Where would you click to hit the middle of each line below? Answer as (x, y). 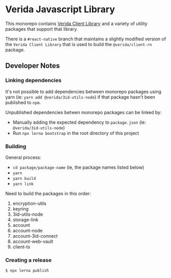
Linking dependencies (33, 80)
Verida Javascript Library (60, 9)
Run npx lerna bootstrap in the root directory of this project (76, 133)
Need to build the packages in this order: (48, 193)
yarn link (23, 184)
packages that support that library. (42, 29)
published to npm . (23, 102)
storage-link (26, 219)
